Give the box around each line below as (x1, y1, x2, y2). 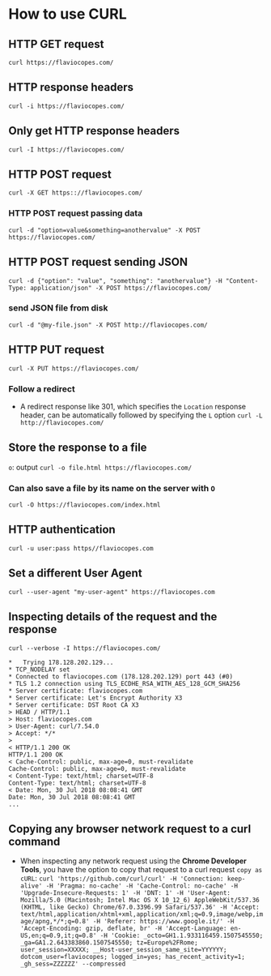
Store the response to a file (8, 441, 147, 455)
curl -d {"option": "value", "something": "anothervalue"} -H (8, 276, 222, 285)
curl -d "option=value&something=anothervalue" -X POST (8, 226, 201, 234)
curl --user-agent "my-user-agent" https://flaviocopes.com (8, 588, 216, 596)
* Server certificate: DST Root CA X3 (8, 700, 139, 709)
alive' (19, 882, 43, 890)
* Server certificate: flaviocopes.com (8, 687, 143, 695)
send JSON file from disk (8, 302, 108, 314)
